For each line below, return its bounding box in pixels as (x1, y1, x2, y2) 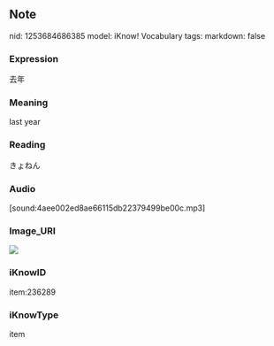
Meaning (9, 96, 49, 109)
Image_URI (9, 225, 56, 237)
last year (9, 117, 42, 127)
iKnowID (9, 266, 47, 279)
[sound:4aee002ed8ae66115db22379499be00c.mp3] (9, 203, 206, 213)
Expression (9, 52, 59, 65)
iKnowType (9, 309, 59, 321)
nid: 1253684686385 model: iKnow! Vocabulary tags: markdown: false (9, 30, 266, 41)
